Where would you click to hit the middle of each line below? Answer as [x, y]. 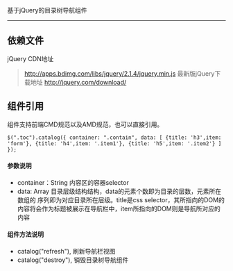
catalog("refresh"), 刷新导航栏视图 [66, 252]
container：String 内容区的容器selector [73, 182]
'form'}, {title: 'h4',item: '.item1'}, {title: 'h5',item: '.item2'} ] [114, 143]
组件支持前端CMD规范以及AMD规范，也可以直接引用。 [85, 124]
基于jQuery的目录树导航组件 [47, 10]
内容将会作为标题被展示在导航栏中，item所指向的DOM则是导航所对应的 [119, 208]
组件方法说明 [25, 234]
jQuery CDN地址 [31, 58]
